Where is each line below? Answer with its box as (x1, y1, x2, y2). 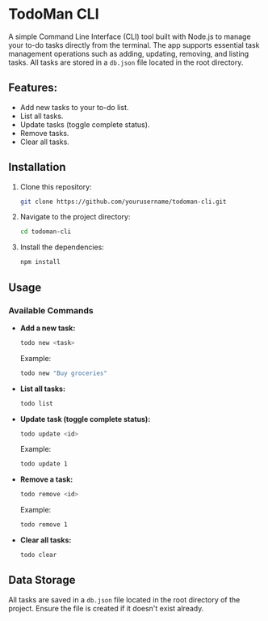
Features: (8, 81, 58, 95)
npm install (19, 258, 61, 266)
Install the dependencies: (19, 242, 105, 252)
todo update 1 (19, 460, 68, 468)
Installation (8, 160, 66, 174)
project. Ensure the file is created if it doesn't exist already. (8, 603, 204, 613)
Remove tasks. (19, 128, 69, 138)
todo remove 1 (19, 521, 68, 529)
